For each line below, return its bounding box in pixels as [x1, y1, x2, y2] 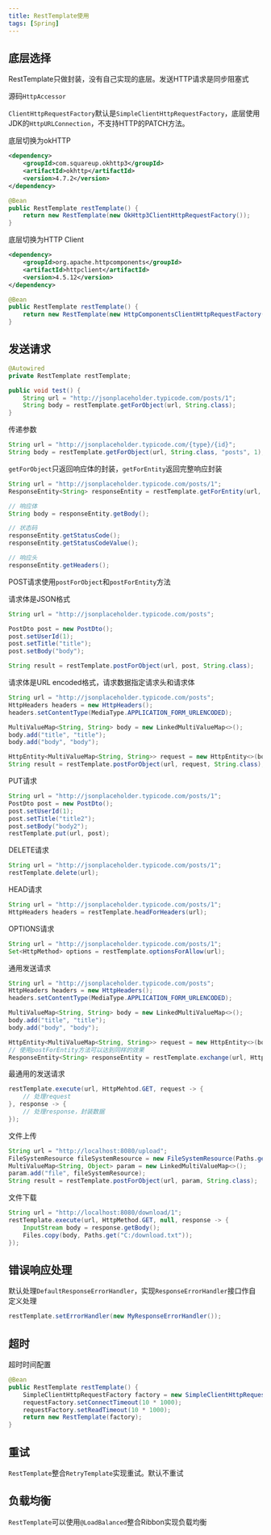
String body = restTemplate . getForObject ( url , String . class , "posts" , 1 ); [8, 448, 265, 456]
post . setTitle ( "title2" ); [8, 814, 95, 822]
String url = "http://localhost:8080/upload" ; [8, 1146, 168, 1155]
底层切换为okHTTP [8, 136, 71, 145]
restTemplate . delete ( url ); [8, 869, 99, 877]
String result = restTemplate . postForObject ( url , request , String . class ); [8, 760, 265, 768]
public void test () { [8, 386, 81, 394]
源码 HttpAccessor [8, 91, 66, 101]
